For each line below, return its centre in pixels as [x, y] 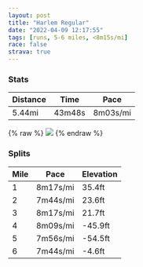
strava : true [29, 52]
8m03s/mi [112, 113]
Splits [19, 154]
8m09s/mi [55, 225]
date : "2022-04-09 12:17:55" [56, 30]
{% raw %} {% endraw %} [56, 133]
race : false [27, 45]
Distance [29, 100]
